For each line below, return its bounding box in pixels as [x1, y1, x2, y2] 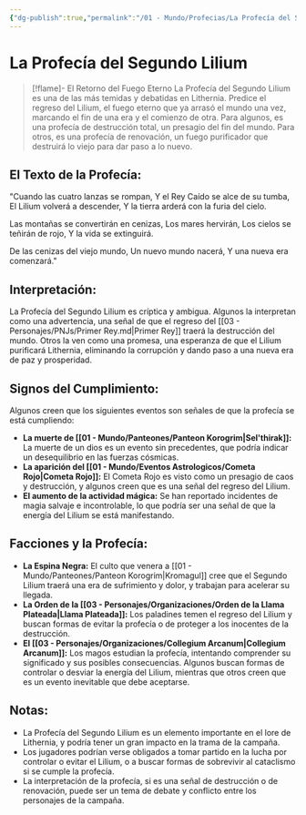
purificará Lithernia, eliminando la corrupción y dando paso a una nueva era [9, 345, 294, 356]
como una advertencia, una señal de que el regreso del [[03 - [9, 316, 240, 327]
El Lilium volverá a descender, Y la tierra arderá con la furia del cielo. [9, 201, 267, 212]
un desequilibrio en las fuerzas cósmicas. [22, 452, 179, 463]
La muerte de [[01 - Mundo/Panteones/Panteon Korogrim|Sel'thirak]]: [22, 433, 292, 443]
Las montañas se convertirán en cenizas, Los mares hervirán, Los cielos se [9, 219, 291, 229]
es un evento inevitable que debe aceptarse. [22, 676, 190, 688]
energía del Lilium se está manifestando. [22, 510, 175, 520]
